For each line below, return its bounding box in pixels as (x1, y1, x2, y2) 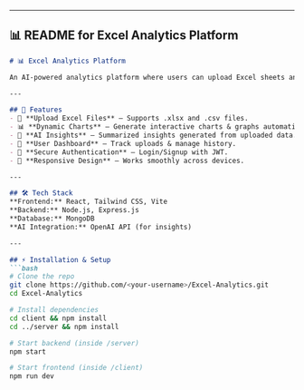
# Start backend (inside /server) (9, 338, 140, 347)
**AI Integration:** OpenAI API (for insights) (9, 222, 193, 231)
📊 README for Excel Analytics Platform (9, 28, 239, 44)
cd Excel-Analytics (9, 289, 83, 298)
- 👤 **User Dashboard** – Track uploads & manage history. (9, 139, 237, 148)
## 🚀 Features (9, 105, 63, 114)
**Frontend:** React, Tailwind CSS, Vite (9, 197, 168, 207)
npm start (9, 346, 47, 356)
